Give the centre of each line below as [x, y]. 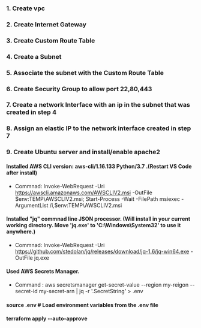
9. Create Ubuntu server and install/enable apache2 [83, 152]
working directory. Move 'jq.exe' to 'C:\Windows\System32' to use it [94, 225]
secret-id [26, 291]
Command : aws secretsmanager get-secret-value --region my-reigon [102, 285]
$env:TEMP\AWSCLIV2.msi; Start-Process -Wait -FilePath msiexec [97, 198]
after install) [22, 173]
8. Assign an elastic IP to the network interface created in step [99, 128]
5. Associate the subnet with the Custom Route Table [85, 73]
